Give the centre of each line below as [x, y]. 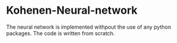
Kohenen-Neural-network [72, 10]
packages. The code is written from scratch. [60, 33]
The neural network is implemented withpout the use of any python [89, 27]
